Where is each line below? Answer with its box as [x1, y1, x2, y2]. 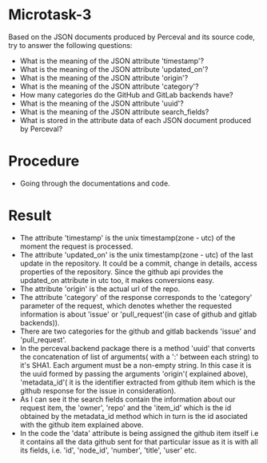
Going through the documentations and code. [19, 178, 170, 188]
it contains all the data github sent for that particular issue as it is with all [19, 437, 258, 446]
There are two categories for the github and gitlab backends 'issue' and [19, 326, 257, 336]
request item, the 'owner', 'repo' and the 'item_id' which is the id [19, 402, 232, 413]
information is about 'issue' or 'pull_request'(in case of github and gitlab [19, 309, 257, 319]
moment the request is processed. [19, 241, 133, 251]
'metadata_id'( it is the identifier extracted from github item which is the [19, 377, 256, 387]
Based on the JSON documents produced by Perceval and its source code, [8, 32, 256, 42]
